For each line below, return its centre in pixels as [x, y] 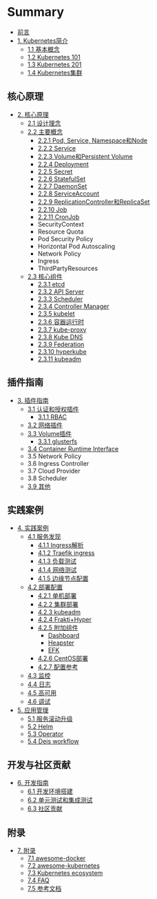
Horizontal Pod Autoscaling [76, 246]
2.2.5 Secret [55, 171]
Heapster [61, 643]
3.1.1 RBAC [52, 417]
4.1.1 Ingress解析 [61, 545]
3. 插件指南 [33, 400]
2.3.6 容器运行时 [61, 321]
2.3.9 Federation [61, 344]
